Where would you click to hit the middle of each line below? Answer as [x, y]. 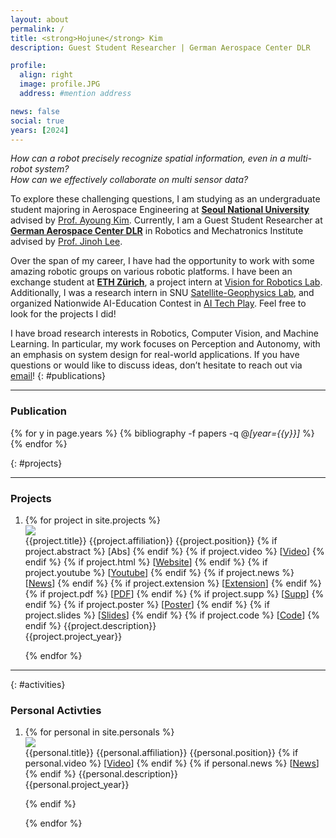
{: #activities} [38, 684]
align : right [46, 75]
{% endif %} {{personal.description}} [101, 774]
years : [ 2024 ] [40, 130]
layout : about [40, 19]
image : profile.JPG [60, 84]
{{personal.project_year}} [77, 785]
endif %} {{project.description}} [90, 625]
